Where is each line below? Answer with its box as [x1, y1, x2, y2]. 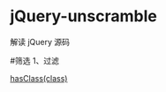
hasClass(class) [10, 73, 68, 83]
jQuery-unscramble [10, 6, 157, 27]
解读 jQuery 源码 [10, 36, 70, 47]
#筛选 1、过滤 [10, 55, 60, 65]
